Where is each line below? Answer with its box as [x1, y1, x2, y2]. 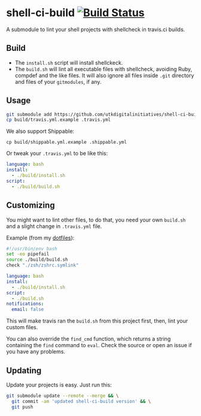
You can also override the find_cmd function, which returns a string [6, 335, 171, 342]
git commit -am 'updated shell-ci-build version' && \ [11, 398, 151, 404]
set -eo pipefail [6, 251, 50, 257]
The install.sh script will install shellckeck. [14, 59, 123, 66]
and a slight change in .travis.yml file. [6, 222, 102, 230]
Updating [6, 365, 42, 375]
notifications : [6, 301, 44, 307]
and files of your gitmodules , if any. [14, 78, 102, 85]
